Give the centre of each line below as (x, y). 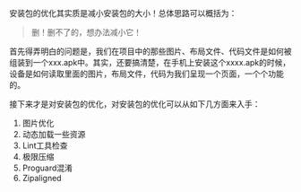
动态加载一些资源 (54, 134)
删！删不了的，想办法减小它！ (86, 32)
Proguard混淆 (47, 168)
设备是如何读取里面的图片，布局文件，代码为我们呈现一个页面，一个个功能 (146, 74)
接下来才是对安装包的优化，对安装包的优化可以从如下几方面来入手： (135, 104)
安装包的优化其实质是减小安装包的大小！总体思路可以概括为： (123, 13)
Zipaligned (42, 178)
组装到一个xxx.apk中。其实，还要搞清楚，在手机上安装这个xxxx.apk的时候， (150, 62)
